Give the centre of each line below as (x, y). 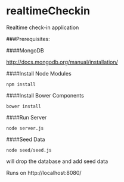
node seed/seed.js (29, 150)
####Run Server (27, 117)
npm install (21, 84)
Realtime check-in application (43, 27)
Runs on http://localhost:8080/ (44, 172)
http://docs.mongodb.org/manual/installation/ (62, 62)
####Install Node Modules (39, 73)
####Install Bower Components (45, 95)
